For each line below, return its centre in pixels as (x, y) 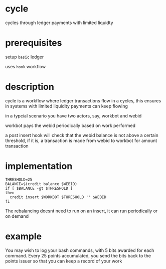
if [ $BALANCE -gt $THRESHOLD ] (39, 188)
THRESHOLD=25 (19, 179)
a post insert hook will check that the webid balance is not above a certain (82, 135)
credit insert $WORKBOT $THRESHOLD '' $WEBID (58, 197)
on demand (17, 216)
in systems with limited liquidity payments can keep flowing (66, 106)
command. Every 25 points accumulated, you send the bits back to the (78, 255)
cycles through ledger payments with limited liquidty (59, 23)
